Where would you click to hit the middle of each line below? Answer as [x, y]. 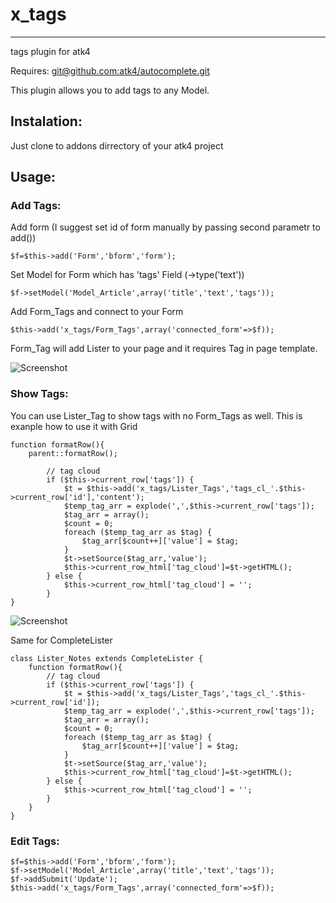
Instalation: [46, 121]
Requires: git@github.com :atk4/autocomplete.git [110, 70]
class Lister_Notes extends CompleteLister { [106, 658]
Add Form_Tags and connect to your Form [97, 312]
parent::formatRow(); [73, 453]
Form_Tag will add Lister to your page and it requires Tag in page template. [164, 349]
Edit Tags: [35, 841]
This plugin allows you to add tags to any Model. [110, 90]
